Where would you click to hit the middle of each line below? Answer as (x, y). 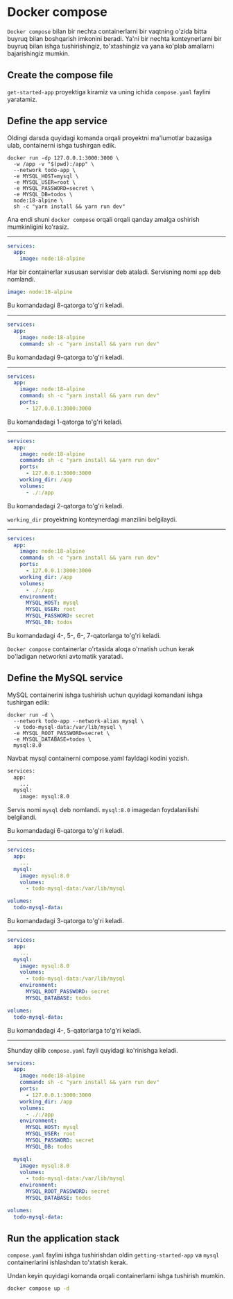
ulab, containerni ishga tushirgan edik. (62, 145)
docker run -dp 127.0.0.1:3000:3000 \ (63, 158)
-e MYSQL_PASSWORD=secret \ (54, 188)
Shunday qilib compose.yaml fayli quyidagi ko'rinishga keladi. (93, 1050)
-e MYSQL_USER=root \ (45, 182)
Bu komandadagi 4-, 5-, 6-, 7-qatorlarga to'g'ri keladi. (84, 635)
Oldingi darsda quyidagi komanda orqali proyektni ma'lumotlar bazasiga (110, 138)
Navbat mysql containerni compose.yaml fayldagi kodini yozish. (98, 758)
